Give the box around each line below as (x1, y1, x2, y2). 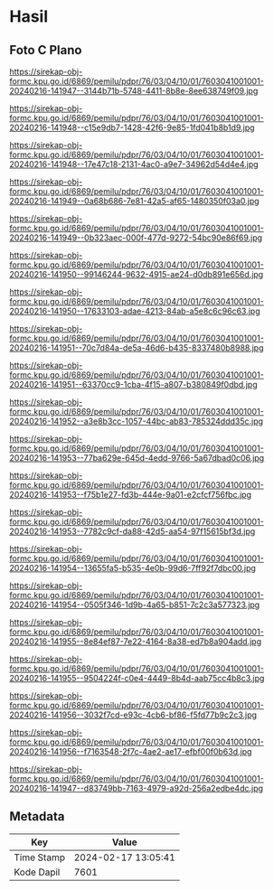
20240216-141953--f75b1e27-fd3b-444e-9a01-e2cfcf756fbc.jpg (9, 490, 251, 500)
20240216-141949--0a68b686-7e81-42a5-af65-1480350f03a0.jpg (9, 196, 260, 206)
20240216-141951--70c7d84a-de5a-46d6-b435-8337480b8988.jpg (9, 342, 264, 353)
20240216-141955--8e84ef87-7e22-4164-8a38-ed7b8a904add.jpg (9, 636, 262, 647)
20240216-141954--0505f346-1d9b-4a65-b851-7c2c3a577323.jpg (9, 599, 260, 610)
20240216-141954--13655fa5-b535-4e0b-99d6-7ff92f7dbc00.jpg (9, 563, 256, 573)
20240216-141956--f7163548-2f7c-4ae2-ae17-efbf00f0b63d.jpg (9, 746, 252, 756)
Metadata (9, 809, 65, 824)
